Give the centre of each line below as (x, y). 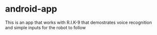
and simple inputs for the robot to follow (45, 27)
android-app (31, 9)
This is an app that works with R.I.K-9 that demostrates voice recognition (78, 22)
